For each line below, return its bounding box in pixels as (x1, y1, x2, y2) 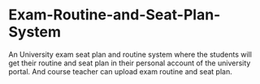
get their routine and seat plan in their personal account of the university (8, 58, 251, 68)
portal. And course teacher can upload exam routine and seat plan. (8, 66, 233, 76)
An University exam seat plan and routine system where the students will (8, 49, 252, 59)
